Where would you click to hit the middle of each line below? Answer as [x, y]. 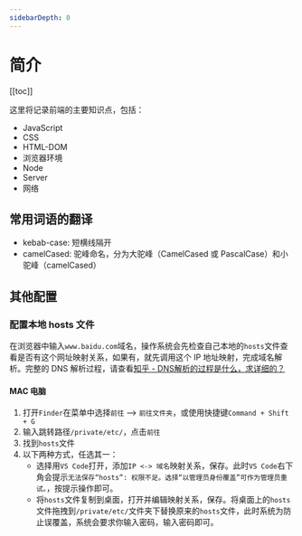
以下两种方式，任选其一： [70, 455]
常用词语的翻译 [51, 219]
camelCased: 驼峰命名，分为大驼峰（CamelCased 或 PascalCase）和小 [156, 254]
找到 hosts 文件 [48, 443]
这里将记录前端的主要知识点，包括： [77, 109]
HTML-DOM [45, 146]
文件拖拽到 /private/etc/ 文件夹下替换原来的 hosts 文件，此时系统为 [160, 511]
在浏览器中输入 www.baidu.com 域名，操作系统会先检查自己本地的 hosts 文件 [145, 346]
